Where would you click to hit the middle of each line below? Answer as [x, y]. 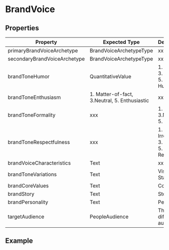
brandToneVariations [32, 174]
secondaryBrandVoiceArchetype [46, 59]
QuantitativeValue [111, 77]
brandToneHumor [29, 77]
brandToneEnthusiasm [34, 97]
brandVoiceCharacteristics [39, 163]
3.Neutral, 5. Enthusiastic [119, 101]
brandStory [21, 194]
